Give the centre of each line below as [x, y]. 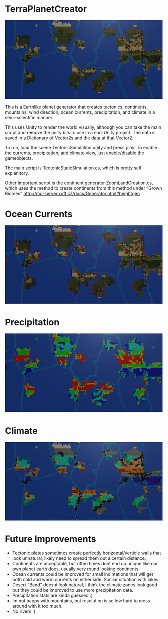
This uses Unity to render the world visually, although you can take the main [83, 127]
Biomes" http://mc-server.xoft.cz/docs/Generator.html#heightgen [73, 193]
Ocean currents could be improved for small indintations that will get [83, 574]
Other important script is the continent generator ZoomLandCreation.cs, [79, 183]
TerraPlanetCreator [46, 9]
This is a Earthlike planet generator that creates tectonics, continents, [77, 107]
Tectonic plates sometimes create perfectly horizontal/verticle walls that [87, 553]
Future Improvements [51, 539]
